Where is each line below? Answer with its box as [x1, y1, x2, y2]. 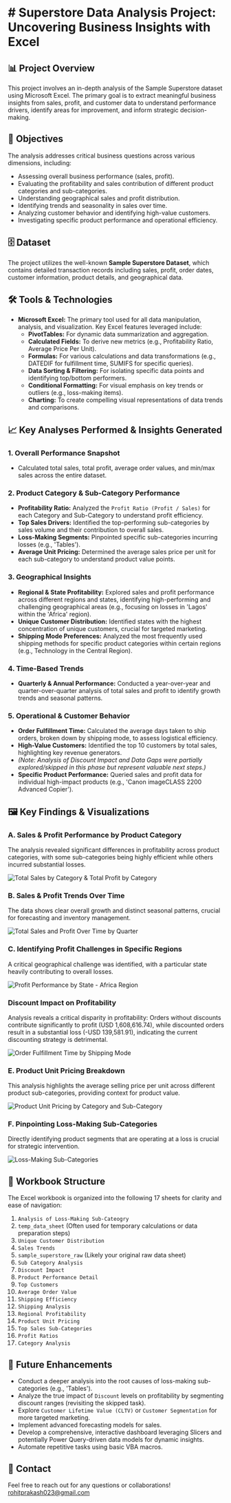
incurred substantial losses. [8, 860, 86, 868]
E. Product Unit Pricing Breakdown [8, 1065, 126, 1075]
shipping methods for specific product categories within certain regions [17, 639, 221, 648]
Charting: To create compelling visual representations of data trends [27, 396, 223, 404]
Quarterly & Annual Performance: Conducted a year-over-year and [17, 679, 211, 687]
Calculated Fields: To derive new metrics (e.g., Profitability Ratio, [27, 337, 214, 345]
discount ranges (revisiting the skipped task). [17, 1399, 146, 1407]
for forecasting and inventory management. [8, 914, 131, 922]
